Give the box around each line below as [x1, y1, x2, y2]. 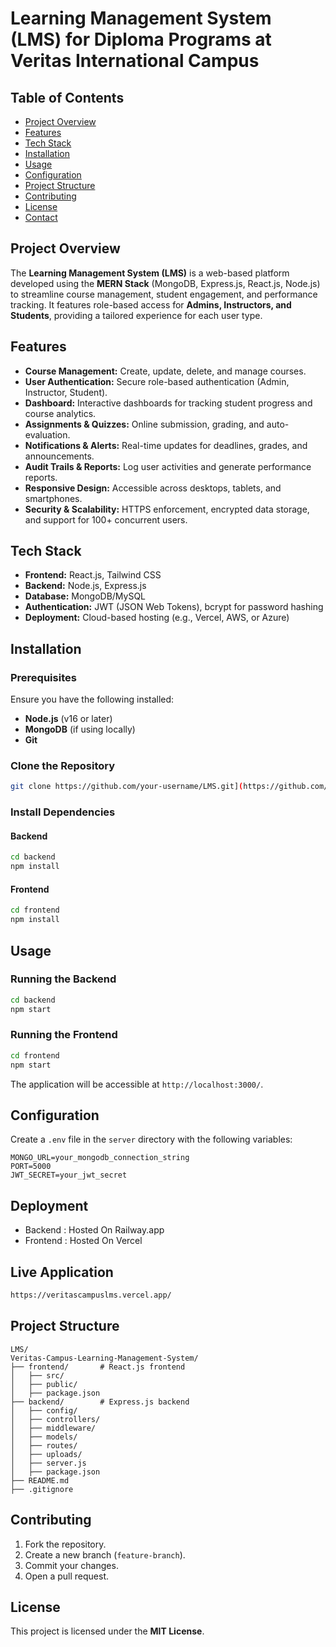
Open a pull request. [24, 1570, 110, 1582]
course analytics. [24, 407, 97, 419]
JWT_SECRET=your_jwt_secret [10, 1170, 128, 1181]
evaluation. [24, 428, 71, 441]
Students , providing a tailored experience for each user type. [10, 309, 263, 321]
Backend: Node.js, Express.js [24, 580, 147, 592]
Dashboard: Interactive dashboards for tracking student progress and [24, 397, 313, 409]
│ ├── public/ [10, 1379, 78, 1389]
